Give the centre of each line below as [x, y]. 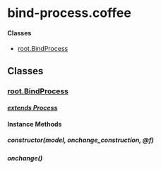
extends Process [32, 108]
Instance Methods [35, 124]
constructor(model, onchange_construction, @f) [80, 140]
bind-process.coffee [70, 13]
